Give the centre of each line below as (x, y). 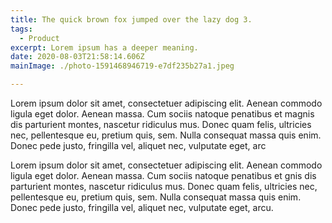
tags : (21, 29)
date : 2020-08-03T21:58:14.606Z (77, 57)
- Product (39, 38)
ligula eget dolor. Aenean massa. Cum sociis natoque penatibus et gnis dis (163, 175)
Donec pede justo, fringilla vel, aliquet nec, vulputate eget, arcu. (142, 207)
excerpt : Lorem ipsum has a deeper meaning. (104, 47)
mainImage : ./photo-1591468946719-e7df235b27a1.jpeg (122, 66)
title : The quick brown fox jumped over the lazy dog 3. (131, 19)
